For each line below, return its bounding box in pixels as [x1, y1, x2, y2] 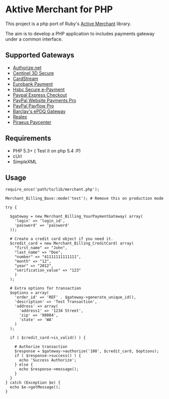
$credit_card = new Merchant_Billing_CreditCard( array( [10, 241, 134, 246]
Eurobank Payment [12, 81, 53, 87]
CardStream [12, 75, 38, 82]
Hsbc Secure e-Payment [12, 86, 65, 92]
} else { [14, 362, 33, 368]
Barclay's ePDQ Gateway [12, 108, 66, 114]
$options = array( [10, 290, 50, 296]
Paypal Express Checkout [12, 91, 67, 98]
